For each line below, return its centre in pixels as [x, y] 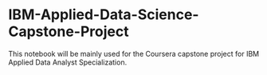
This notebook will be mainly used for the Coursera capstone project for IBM [134, 53]
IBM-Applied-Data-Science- [104, 15]
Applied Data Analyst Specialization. [68, 62]
